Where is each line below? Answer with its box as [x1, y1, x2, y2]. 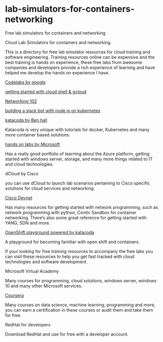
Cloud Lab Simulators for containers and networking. [5, 39, 112, 45]
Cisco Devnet [5, 195, 33, 201]
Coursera [5, 292, 24, 298]
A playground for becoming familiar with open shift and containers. [5, 239, 140, 245]
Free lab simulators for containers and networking [5, 30, 106, 36]
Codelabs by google [5, 79, 46, 85]
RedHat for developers [5, 321, 51, 327]
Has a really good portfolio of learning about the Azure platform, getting [5, 151, 150, 157]
